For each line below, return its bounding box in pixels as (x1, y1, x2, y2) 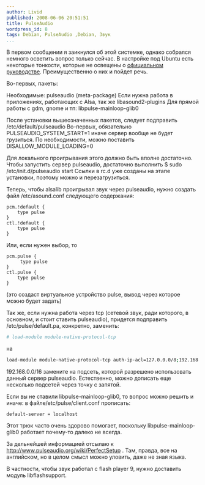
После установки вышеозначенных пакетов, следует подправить (6, 117, 177, 124)
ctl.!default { (6, 220, 45, 226)
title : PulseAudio (6, 20, 53, 26)
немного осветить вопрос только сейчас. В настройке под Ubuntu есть (6, 55, 194, 62)
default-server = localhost (6, 411, 78, 417)
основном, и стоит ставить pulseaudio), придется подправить (6, 316, 168, 323)
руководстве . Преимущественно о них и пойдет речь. (6, 68, 148, 75)
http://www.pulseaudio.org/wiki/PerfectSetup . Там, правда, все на (6, 446, 177, 454)
